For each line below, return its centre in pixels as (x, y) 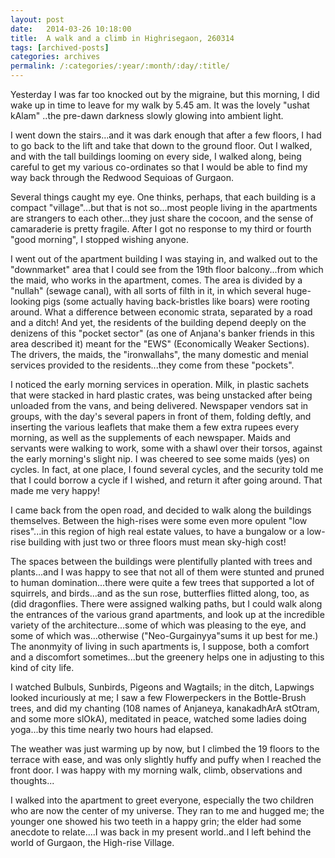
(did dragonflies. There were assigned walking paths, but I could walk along (166, 604)
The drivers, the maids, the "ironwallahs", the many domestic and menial (159, 354)
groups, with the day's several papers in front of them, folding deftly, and (161, 416)
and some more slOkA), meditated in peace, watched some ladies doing (158, 719)
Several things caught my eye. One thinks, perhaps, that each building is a (163, 197)
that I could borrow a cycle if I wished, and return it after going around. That (166, 480)
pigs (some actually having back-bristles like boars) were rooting (176, 301)
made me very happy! (55, 490)
